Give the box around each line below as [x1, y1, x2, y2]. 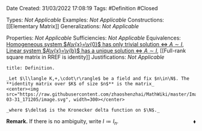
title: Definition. [6, 65, 55, 71]
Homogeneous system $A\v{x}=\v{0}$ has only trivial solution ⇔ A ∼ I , [6, 41, 185, 47]
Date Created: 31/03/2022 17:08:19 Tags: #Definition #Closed [6, 5, 158, 11]
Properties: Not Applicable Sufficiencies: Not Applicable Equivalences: [6, 34, 182, 41]
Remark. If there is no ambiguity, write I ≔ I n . [6, 118, 119, 126]
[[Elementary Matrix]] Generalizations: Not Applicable [6, 23, 139, 29]
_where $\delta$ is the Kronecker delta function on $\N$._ [6, 107, 161, 113]
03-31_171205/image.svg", [6, 97, 71, 103]
